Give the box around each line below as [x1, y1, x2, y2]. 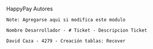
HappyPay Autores [6, 5, 53, 12]
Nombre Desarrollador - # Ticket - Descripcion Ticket [6, 27, 148, 33]
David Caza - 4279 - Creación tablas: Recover [6, 38, 126, 44]
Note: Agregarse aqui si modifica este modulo [6, 17, 126, 23]
